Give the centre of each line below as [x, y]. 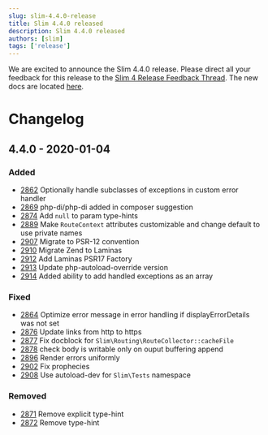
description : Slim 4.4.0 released [67, 31]
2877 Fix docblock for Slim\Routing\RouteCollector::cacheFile [127, 341]
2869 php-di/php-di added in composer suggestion [106, 207]
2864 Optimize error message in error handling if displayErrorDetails [135, 315]
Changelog [46, 119]
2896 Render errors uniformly [70, 358]
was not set [39, 323]
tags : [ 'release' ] [39, 46]
